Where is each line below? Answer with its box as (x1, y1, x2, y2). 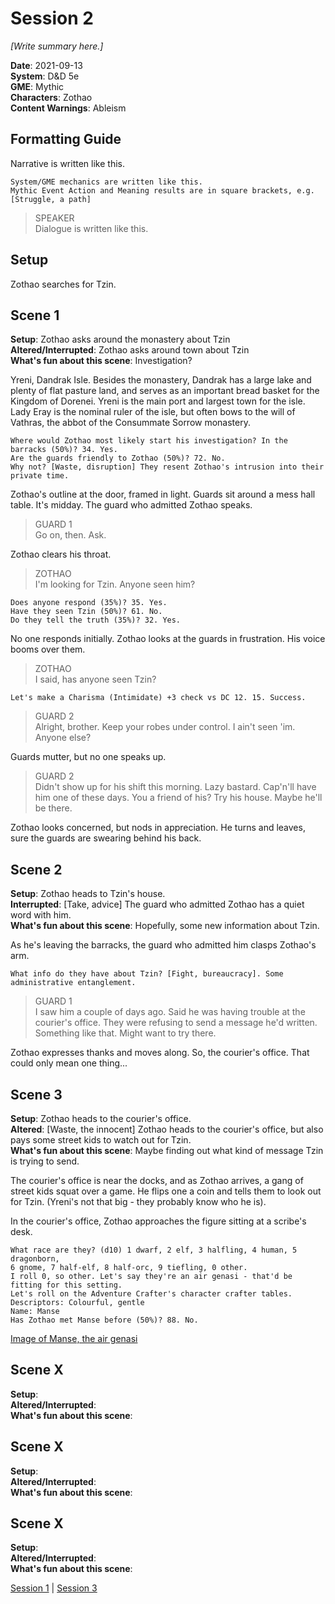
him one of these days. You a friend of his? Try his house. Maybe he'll (34, 792, 323, 804)
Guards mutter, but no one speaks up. (10, 751, 167, 763)
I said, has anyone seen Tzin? (34, 673, 157, 686)
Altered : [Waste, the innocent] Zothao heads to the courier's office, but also (10, 1123, 324, 1135)
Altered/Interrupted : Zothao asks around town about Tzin (10, 344, 250, 356)
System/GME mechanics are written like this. (10, 177, 203, 187)
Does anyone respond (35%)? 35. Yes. (10, 598, 168, 608)
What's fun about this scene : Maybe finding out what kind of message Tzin (10, 1145, 324, 1156)
